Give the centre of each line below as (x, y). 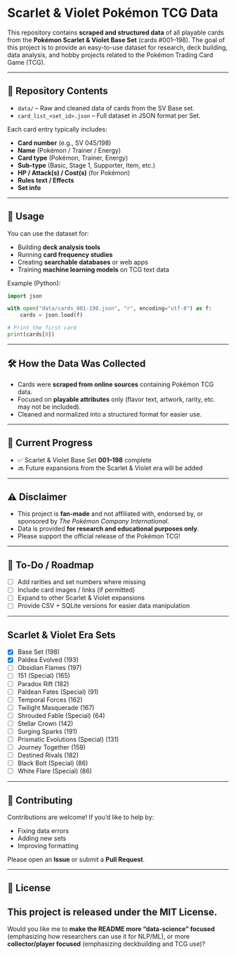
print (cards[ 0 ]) (31, 335)
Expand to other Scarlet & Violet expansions (81, 598)
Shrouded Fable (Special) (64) (61, 715)
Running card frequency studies (65, 254)
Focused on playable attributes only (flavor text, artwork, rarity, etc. (116, 399)
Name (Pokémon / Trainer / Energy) (69, 150)
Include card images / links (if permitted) (76, 590)
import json (25, 296)
